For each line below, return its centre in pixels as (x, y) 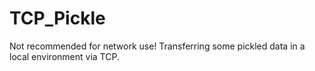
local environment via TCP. (64, 56)
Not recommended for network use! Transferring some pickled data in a (157, 46)
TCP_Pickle (57, 18)
